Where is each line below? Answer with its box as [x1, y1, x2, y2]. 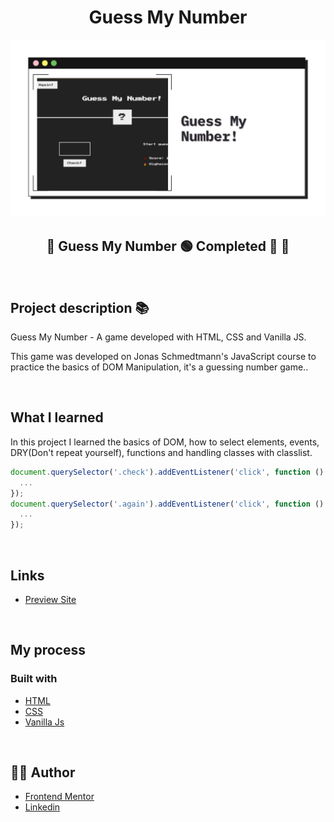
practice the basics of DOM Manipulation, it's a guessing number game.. [10, 361, 309, 373]
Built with [10, 672, 58, 686]
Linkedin [24, 801, 61, 813]
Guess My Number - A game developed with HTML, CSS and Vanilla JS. [10, 331, 307, 343]
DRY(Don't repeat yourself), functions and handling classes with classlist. [10, 446, 313, 458]
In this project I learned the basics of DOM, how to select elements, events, [10, 436, 320, 448]
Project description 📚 [10, 299, 150, 316]
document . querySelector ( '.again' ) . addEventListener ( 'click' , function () [10, 499, 325, 509]
